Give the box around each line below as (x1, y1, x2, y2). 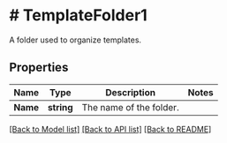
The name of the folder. (81, 101, 179, 113)
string (47, 101, 73, 113)
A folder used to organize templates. (9, 34, 142, 45)
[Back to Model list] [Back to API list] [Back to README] (9, 124, 212, 134)
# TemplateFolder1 (9, 5, 148, 26)
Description (105, 86, 156, 98)
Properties (9, 60, 69, 75)
